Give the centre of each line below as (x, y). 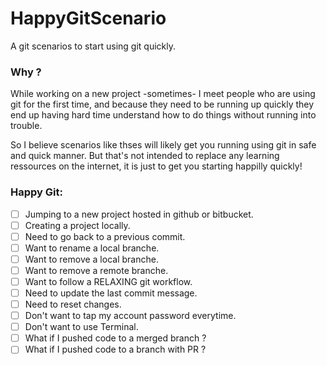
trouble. (26, 126)
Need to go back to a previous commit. (105, 236)
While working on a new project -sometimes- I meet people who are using (163, 94)
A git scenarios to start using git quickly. (93, 46)
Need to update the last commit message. (111, 293)
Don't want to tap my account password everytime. (130, 316)
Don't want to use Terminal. (81, 327)
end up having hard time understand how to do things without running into (163, 115)
